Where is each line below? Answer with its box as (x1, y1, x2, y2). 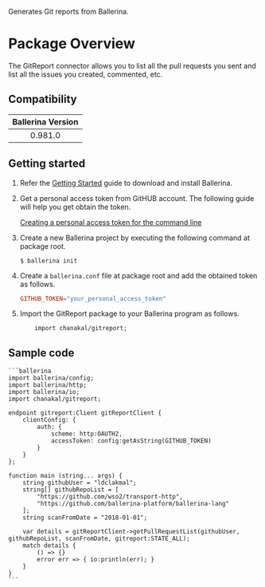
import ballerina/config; (8, 374, 94, 382)
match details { (22, 542, 77, 550)
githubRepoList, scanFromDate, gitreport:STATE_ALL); (8, 534, 191, 543)
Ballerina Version (12, 116, 79, 127)
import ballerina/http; (8, 381, 88, 389)
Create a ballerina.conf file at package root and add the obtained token (19, 270, 258, 280)
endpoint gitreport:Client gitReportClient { (8, 409, 162, 417)
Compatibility (8, 93, 77, 106)
